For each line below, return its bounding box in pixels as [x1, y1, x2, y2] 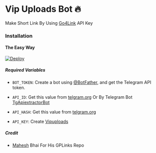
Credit [5, 130, 18, 136]
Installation [5, 32, 33, 39]
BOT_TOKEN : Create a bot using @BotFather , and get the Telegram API [12, 79, 152, 85]
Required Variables [5, 67, 45, 73]
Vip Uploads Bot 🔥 [5, 3, 81, 15]
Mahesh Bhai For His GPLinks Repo [12, 142, 84, 148]
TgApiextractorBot [12, 100, 50, 106]
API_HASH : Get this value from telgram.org [12, 109, 96, 115]
